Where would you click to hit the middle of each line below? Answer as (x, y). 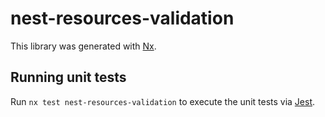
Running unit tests (68, 77)
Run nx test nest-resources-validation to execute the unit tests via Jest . (163, 101)
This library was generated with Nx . (83, 46)
